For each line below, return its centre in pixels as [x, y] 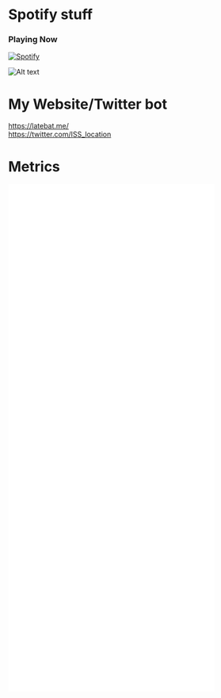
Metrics [34, 166]
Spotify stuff [51, 15]
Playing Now [33, 40]
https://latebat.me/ [39, 126]
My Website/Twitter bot [88, 104]
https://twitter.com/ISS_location [60, 134]
